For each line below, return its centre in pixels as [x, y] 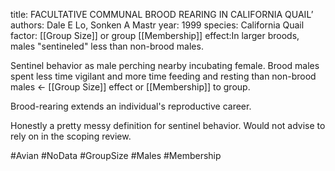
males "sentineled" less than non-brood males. [107, 46]
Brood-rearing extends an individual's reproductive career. [131, 106]
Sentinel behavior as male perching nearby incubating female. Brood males [165, 65]
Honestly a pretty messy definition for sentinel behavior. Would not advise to [168, 125]
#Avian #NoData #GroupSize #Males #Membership [116, 155]
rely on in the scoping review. [71, 136]
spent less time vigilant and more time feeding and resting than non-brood [163, 76]
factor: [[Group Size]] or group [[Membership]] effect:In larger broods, [155, 35]
